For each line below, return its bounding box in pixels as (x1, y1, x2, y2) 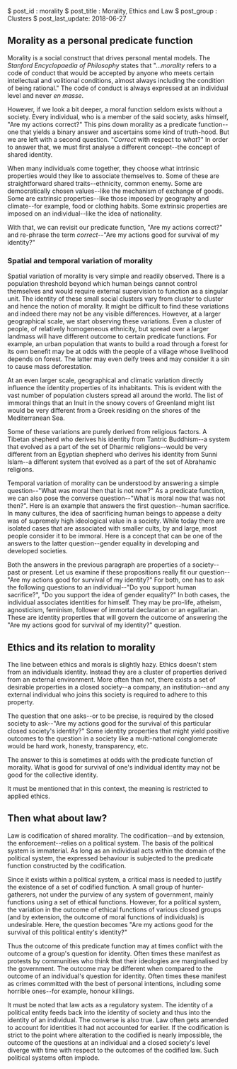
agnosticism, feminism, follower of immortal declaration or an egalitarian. (7, 606, 220, 614)
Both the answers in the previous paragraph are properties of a (7, 560, 191, 569)
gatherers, (7, 890, 37, 899)
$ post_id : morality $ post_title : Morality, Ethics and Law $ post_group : (7, 7, 217, 15)
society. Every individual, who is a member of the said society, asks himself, (7, 112, 229, 121)
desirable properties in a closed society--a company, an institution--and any (7, 682, 230, 691)
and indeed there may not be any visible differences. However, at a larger (7, 309, 221, 319)
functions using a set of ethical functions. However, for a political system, (7, 897, 221, 906)
